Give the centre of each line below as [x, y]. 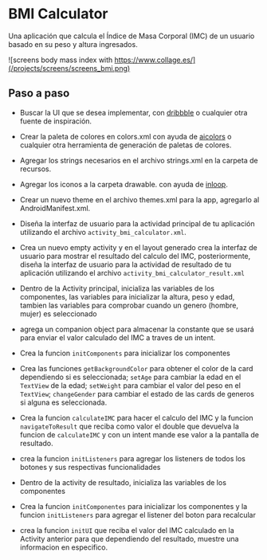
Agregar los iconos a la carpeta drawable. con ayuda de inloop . [124, 184]
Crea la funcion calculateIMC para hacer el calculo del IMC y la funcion [136, 417]
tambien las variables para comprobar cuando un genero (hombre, [129, 305]
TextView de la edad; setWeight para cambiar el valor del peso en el [130, 385]
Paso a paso [39, 94]
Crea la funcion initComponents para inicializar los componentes [125, 353]
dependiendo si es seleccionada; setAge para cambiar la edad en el [130, 377]
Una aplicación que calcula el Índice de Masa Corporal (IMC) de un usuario [132, 36]
